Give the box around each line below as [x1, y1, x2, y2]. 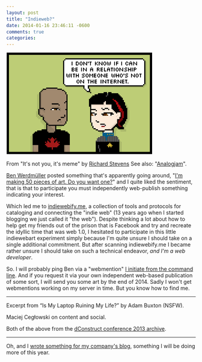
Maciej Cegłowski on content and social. [6, 313, 106, 321]
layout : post [6, 10, 39, 16]
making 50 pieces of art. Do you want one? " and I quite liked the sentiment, [6, 178, 193, 186]
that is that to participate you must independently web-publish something [6, 185, 188, 192]
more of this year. [6, 349, 50, 356]
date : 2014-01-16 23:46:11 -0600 [6, 22, 90, 28]
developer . [6, 254, 33, 261]
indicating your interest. [6, 191, 65, 198]
